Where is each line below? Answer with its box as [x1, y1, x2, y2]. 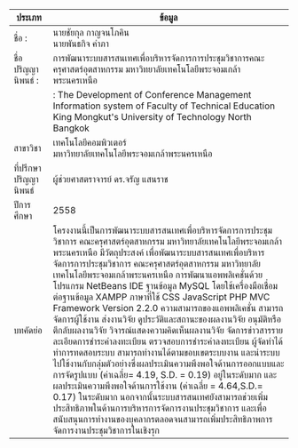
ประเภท [16, 12, 42, 23]
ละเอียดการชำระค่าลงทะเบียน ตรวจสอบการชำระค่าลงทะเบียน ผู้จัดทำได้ [52, 335, 284, 348]
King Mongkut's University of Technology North [52, 111, 252, 123]
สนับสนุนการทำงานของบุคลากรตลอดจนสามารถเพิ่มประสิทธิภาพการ [52, 413, 273, 425]
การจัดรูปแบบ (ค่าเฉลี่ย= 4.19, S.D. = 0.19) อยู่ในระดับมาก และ [52, 369, 278, 380]
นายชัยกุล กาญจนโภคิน [52, 27, 130, 38]
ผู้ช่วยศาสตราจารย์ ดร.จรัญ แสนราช [52, 173, 169, 185]
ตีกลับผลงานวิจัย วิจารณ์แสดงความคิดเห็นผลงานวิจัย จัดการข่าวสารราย [52, 324, 284, 336]
